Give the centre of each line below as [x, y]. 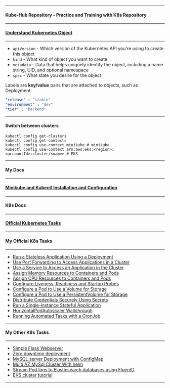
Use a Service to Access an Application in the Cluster [68, 268]
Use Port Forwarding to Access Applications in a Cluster [71, 262]
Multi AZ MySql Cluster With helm [48, 364]
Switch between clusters [32, 125]
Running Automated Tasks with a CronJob [56, 316]
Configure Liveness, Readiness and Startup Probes [66, 284]
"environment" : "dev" [29, 105]
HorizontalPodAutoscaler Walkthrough [52, 311]
